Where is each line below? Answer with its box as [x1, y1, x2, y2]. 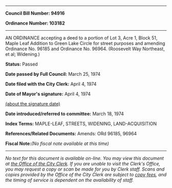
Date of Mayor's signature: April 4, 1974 [5, 91, 91, 97]
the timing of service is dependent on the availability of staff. [5, 177, 134, 183]
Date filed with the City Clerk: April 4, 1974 [5, 81, 97, 87]
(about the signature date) [5, 101, 60, 107]
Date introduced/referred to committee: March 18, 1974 [5, 111, 124, 117]
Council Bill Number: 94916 [5, 10, 65, 16]
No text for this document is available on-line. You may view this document [5, 155, 164, 161]
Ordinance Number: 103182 [5, 20, 65, 26]
